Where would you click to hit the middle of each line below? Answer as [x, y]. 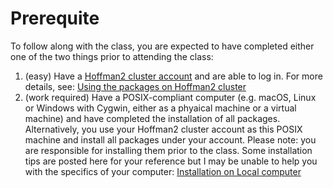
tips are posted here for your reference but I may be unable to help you [171, 161]
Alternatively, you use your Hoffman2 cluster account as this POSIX [163, 129]
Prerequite [55, 18]
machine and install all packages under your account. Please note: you [170, 139]
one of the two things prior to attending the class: [112, 56]
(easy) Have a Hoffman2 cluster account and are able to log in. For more [173, 76]
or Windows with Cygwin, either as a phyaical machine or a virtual [160, 108]
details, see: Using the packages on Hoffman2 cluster [135, 86]
